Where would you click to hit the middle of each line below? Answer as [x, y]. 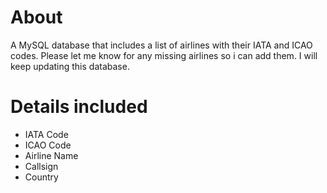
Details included [79, 107]
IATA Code [46, 134]
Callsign [41, 166]
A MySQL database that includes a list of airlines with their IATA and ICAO [161, 45]
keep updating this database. [70, 66]
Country [41, 177]
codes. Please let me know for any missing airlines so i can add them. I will [164, 55]
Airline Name [51, 155]
